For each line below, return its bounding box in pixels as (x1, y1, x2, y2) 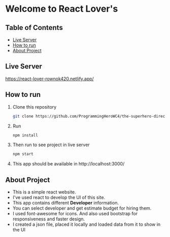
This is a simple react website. (12, 189, 76, 195)
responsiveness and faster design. (12, 216, 85, 222)
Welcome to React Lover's (5, 3, 118, 15)
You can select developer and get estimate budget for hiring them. (12, 205, 152, 211)
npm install (12, 132, 38, 138)
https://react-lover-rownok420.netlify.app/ (5, 76, 94, 82)
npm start (12, 152, 34, 157)
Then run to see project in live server (12, 142, 90, 148)
